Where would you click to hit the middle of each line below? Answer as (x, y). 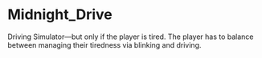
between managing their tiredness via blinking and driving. (104, 44)
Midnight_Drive (60, 15)
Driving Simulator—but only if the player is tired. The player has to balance (131, 37)
